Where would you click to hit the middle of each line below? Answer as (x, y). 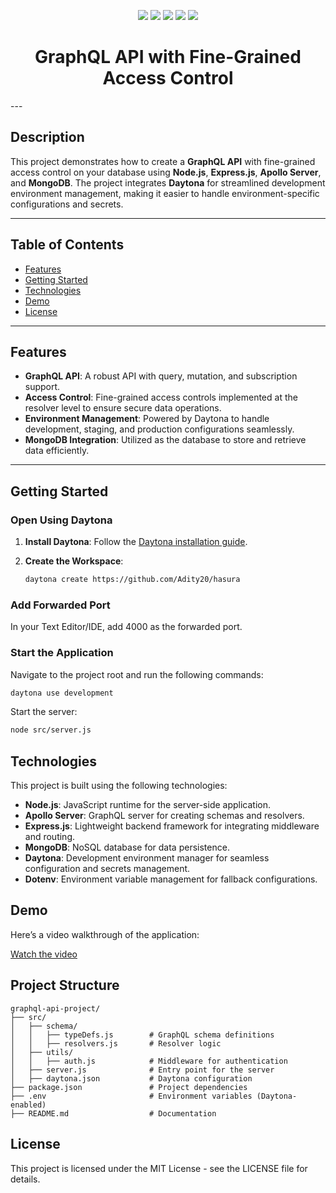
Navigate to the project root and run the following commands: (137, 674)
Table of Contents (67, 245)
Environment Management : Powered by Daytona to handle (147, 419)
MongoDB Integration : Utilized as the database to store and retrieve (165, 440)
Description (47, 137)
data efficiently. (57, 451)
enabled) (28, 1105)
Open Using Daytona (61, 520)
